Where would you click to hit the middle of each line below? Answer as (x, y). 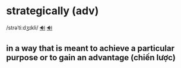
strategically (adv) (53, 11)
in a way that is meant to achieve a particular (90, 48)
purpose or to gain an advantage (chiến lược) (91, 58)
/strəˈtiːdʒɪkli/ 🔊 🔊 (29, 27)
